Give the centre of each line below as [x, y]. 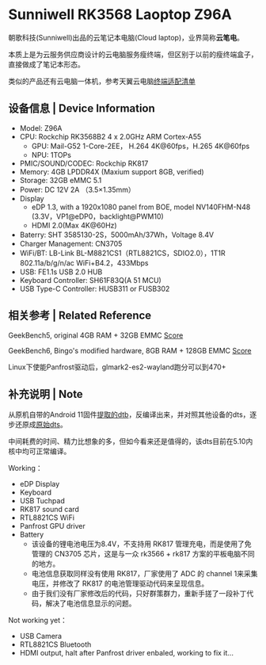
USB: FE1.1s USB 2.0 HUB [61, 272]
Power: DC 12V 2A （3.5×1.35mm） [78, 189]
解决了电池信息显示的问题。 [91, 603]
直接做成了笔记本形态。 [46, 64]
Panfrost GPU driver [52, 526]
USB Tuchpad [42, 501]
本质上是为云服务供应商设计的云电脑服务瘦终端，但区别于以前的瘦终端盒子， [133, 54]
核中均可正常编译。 [40, 451]
